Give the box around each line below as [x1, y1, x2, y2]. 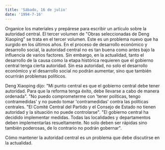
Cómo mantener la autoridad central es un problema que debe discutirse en [5, 135, 160, 141]
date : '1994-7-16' [5, 12, 43, 17]
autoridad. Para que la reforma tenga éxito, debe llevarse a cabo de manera [5, 88, 160, 94]
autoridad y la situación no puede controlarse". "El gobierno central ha [5, 109, 149, 115]
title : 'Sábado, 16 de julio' [5, 7, 68, 12]
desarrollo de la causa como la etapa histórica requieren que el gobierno [5, 57, 154, 63]
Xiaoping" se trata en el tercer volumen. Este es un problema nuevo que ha [5, 36, 159, 42]
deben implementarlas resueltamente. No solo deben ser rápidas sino [5, 120, 148, 126]
